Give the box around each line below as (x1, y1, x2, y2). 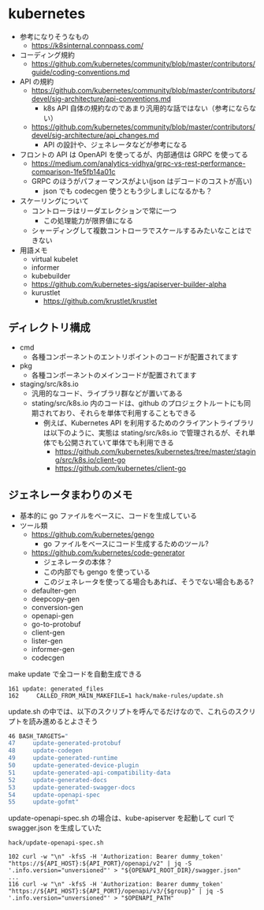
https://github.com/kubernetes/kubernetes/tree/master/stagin (54, 447, 256, 456)
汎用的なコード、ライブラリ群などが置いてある (31, 388, 184, 398)
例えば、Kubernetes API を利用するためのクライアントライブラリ (43, 418, 255, 427)
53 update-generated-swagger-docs (8, 783, 136, 792)
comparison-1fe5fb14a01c (31, 167, 116, 176)
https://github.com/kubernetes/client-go (54, 463, 187, 473)
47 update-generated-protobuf (8, 740, 122, 747)
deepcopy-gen (31, 594, 80, 604)
